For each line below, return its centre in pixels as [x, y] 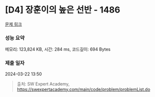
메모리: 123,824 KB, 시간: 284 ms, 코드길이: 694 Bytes [58, 49]
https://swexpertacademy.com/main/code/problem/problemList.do [84, 89]
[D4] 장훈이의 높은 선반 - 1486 [63, 10]
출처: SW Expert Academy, [43, 84]
